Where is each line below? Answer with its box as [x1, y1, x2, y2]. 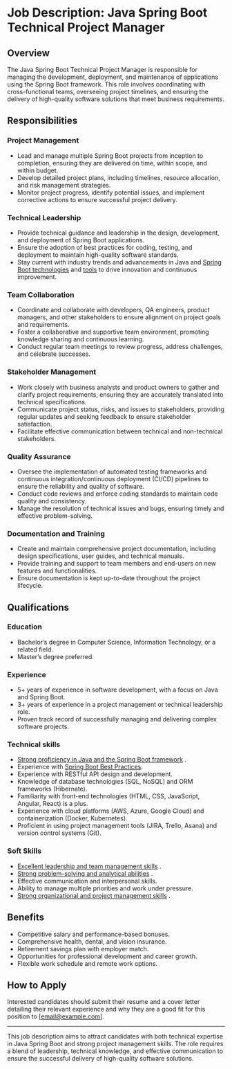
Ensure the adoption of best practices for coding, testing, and [17, 243, 193, 251]
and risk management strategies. [17, 181, 111, 189]
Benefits [7, 912, 45, 924]
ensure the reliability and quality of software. [17, 482, 145, 490]
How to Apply [7, 979, 67, 991]
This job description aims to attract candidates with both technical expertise [7, 1032, 223, 1041]
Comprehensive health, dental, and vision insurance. [17, 937, 167, 946]
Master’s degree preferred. [17, 652, 95, 661]
